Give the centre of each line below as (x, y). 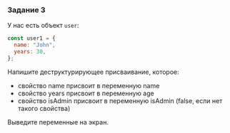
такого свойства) (44, 108)
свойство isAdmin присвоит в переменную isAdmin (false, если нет (120, 100)
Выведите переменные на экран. (58, 122)
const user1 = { (31, 38)
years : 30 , (30, 52)
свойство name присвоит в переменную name (89, 85)
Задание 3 (26, 10)
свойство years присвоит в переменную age (86, 93)
